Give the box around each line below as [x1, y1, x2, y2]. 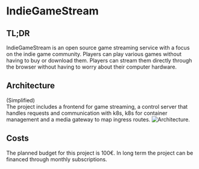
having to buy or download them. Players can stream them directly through [6, 57, 192, 64]
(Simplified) [6, 96, 35, 103]
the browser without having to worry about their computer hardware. [6, 63, 177, 70]
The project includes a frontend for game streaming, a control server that [6, 103, 188, 110]
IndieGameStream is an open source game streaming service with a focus [6, 44, 190, 51]
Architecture [6, 81, 55, 91]
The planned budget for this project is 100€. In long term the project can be [6, 149, 194, 156]
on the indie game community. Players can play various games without [6, 51, 182, 58]
